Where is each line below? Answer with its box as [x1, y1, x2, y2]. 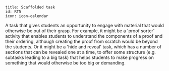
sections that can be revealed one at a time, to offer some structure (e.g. [5, 49, 156, 55]
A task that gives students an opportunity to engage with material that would [5, 23, 164, 28]
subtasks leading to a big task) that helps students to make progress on [5, 54, 154, 60]
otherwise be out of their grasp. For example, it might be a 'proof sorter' [5, 28, 155, 34]
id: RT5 [5, 9, 22, 14]
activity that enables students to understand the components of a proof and [5, 33, 163, 39]
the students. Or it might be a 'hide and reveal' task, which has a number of [5, 44, 162, 50]
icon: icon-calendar [5, 14, 49, 19]
